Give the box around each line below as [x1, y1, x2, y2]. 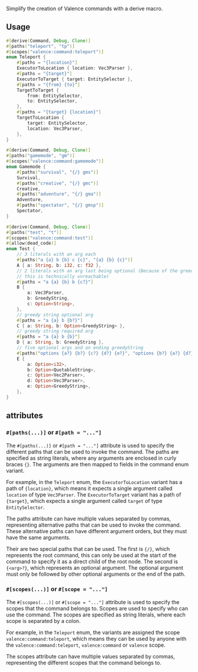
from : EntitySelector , [27, 93, 83, 99]
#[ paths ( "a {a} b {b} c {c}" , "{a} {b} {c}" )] [16, 257, 133, 263]
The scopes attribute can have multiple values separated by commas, [6, 652, 175, 660]
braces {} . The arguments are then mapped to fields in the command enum [6, 460, 189, 468]
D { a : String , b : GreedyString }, [16, 339, 104, 345]
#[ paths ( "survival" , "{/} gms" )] [16, 169, 99, 175]
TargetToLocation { [16, 115, 65, 121]
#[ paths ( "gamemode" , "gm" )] [6, 153, 75, 159]
